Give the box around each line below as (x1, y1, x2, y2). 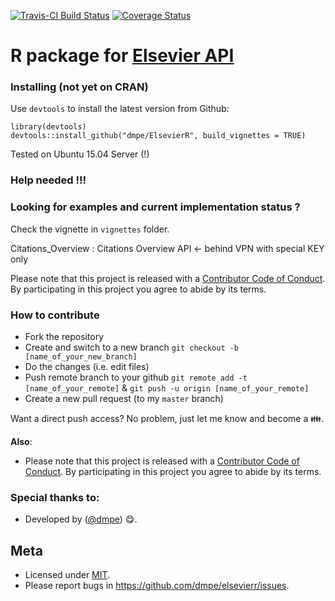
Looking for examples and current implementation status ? (10, 200, 301, 214)
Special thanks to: (10, 490, 100, 504)
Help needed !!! (10, 173, 87, 187)
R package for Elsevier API (10, 45, 235, 67)
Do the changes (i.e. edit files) (24, 361, 150, 372)
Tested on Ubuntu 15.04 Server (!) (10, 148, 150, 160)
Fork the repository (24, 331, 105, 342)
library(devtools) (10, 122, 87, 132)
